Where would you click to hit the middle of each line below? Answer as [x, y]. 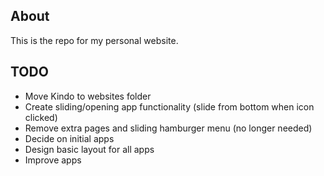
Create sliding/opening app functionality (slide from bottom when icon [169, 106]
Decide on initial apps [69, 138]
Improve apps [53, 160]
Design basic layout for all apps [89, 149]
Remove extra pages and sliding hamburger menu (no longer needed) [168, 128]
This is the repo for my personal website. [94, 40]
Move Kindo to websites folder [88, 96]
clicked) [41, 117]
